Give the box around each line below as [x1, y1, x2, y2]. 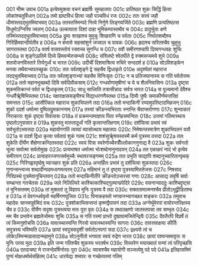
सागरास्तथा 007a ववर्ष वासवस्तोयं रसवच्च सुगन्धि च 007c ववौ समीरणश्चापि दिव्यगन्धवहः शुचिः [6, 46, 182, 53]
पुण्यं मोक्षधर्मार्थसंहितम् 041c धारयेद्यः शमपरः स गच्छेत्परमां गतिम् [6, 253, 122, 259]
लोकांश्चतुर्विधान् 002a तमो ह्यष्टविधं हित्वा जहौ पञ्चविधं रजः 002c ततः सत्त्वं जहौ [6, 12, 158, 19]
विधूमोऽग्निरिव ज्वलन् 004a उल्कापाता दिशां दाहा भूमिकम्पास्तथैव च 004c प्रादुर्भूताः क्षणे [6, 26, 167, 33]
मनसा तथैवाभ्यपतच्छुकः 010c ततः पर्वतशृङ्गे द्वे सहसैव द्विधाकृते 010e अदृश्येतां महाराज [6, 66, 167, 72]
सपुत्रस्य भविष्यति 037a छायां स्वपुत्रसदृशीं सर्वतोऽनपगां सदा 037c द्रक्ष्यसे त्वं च [6, 226, 152, 233]
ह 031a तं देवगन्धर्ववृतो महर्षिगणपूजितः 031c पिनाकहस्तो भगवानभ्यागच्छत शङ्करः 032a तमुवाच [6, 193, 186, 199]
